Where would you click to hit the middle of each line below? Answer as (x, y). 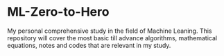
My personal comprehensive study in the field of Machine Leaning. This (110, 31)
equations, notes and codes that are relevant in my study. (89, 45)
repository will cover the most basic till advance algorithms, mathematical (112, 38)
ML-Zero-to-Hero (58, 12)
